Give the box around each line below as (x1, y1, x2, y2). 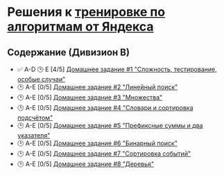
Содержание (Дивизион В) (7, 46, 130, 58)
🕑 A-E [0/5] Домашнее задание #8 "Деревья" (17, 160, 155, 168)
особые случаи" (17, 75, 66, 83)
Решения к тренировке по (7, 4, 165, 20)
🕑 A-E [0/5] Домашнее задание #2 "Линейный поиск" (17, 83, 178, 91)
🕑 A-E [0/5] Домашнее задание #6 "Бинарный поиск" (17, 139, 178, 147)
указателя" (17, 131, 51, 139)
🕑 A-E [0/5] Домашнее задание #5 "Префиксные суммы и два (17, 122, 203, 129)
